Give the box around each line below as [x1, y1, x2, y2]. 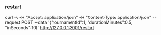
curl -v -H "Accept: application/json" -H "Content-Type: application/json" [5, 15, 152, 20]
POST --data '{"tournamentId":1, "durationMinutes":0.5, [21, 19, 133, 25]
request [5, 19, 21, 25]
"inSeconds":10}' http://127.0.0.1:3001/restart [5, 25, 94, 31]
